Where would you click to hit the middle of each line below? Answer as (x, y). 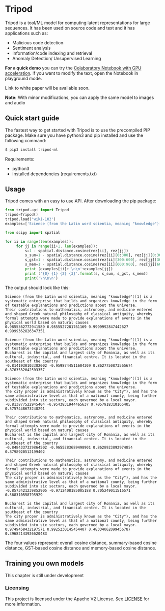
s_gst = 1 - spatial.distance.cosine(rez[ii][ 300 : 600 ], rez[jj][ (91, 260)
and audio (15, 102)
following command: (26, 140)
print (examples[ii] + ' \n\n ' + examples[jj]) (69, 269)
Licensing (17, 588)
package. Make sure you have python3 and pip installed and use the (74, 135)
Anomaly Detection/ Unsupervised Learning (56, 58)
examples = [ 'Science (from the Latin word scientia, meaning (68, 224)
